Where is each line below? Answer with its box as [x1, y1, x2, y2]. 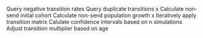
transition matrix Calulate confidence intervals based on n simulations [6, 18, 183, 25]
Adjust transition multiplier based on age [6, 25, 109, 32]
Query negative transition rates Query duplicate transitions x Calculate [6, 6, 184, 12]
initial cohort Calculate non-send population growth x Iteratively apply [20, 12, 197, 19]
